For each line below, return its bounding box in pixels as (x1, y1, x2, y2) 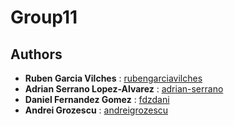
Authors (10, 46, 63, 63)
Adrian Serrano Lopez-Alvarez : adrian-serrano (24, 83, 224, 95)
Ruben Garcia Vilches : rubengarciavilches (24, 72, 203, 84)
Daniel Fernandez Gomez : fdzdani (24, 94, 170, 105)
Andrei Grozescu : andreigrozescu (24, 104, 169, 116)
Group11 (10, 6, 78, 29)
